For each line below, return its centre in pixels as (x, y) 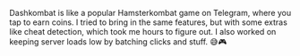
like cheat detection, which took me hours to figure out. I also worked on (143, 32)
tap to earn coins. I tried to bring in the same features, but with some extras (149, 22)
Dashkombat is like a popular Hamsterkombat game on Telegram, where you (150, 13)
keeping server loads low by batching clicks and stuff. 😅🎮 (118, 42)
